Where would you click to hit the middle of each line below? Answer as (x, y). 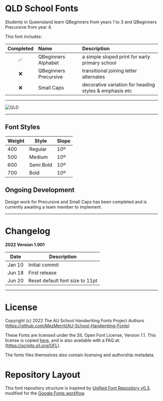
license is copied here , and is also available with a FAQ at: (63, 340)
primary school (99, 63)
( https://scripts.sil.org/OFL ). (33, 346)
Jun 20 (16, 280)
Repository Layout (43, 375)
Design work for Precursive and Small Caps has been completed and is (76, 202)
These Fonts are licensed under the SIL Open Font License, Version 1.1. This (81, 335)
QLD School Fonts (42, 9)
